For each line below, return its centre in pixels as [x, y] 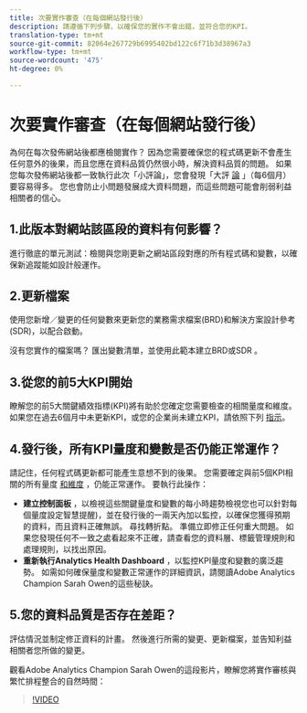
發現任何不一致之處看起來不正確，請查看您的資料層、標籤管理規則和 [167, 538]
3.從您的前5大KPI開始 [71, 382]
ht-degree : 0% [37, 69]
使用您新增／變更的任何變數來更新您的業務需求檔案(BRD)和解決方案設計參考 [153, 320]
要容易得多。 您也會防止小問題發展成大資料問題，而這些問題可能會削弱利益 [151, 186]
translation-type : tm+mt [57, 35]
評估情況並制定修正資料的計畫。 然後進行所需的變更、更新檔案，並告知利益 [151, 639]
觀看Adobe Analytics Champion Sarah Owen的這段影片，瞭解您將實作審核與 [153, 669]
